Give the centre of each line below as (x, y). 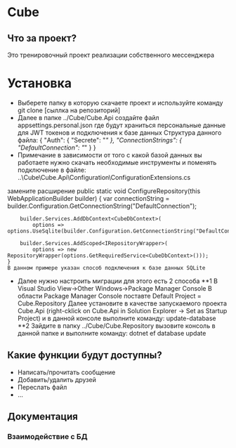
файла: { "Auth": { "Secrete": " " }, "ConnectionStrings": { (100, 140)
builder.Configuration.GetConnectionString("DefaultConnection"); (102, 206)
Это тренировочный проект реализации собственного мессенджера (111, 55)
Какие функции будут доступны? (85, 355)
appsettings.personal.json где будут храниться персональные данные (122, 125)
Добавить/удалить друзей (57, 379)
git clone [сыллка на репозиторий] (69, 110)
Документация (43, 417)
